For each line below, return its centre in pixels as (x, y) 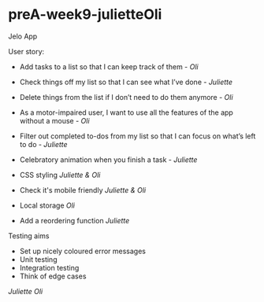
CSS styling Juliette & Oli (60, 175)
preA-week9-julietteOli (85, 15)
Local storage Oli (47, 205)
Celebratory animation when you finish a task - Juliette (108, 160)
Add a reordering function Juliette (74, 220)
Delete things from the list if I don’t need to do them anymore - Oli (126, 97)
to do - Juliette (44, 144)
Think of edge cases (53, 276)
